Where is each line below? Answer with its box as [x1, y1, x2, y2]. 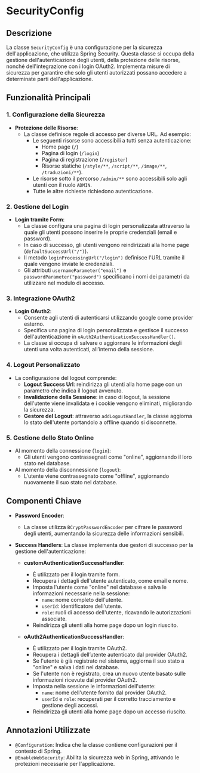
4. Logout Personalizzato [6, 361, 81, 369]
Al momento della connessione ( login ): [14, 447, 112, 454]
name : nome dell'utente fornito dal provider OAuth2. [41, 689, 167, 696]
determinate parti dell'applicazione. [6, 76, 94, 82]
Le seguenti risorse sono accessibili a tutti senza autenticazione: [32, 137, 192, 144]
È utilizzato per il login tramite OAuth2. [32, 644, 127, 651]
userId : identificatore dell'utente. [41, 602, 122, 610]
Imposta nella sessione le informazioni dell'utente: [32, 682, 156, 689]
